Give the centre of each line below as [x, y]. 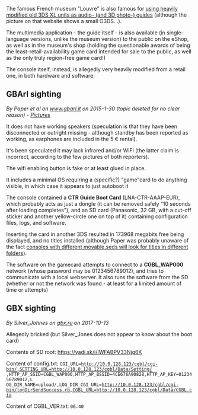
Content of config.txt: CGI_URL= [44, 363]
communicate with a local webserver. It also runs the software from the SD [97, 277]
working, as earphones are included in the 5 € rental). [72, 139]
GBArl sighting [34, 94]
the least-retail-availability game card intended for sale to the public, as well [99, 52]
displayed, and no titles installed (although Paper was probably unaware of [98, 240]
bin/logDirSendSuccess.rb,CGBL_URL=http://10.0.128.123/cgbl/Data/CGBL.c [99, 390]
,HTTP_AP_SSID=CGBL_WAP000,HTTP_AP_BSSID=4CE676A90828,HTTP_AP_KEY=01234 [99, 374]
